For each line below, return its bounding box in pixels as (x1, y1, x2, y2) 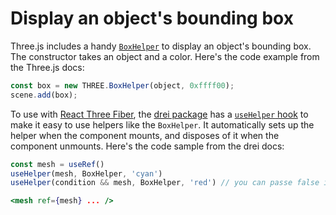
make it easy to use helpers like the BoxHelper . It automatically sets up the (10, 118, 315, 131)
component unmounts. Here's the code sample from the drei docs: (10, 140, 285, 152)
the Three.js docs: (10, 61, 85, 73)
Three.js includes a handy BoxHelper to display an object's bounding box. (10, 40, 312, 52)
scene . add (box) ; (10, 90, 78, 100)
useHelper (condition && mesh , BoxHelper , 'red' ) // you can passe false (10, 178, 320, 188)
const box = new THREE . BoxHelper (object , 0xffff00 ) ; (10, 80, 235, 91)
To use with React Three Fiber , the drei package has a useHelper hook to (10, 108, 309, 120)
